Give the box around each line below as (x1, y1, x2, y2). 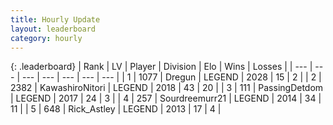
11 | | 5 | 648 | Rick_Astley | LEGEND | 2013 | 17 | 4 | (10, 103, 222, 115)
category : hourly (10, 33, 83, 43)
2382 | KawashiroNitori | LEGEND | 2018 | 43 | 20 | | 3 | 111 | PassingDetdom (10, 82, 324, 94)
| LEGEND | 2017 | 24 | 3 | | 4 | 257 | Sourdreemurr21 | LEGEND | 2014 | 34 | (10, 92, 322, 105)
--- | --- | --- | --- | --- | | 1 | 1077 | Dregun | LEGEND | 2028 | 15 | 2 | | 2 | (21, 71, 322, 83)
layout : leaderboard (10, 24, 97, 34)
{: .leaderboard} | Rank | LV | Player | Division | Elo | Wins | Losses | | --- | (10, 61, 313, 73)
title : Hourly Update (10, 14, 101, 25)
